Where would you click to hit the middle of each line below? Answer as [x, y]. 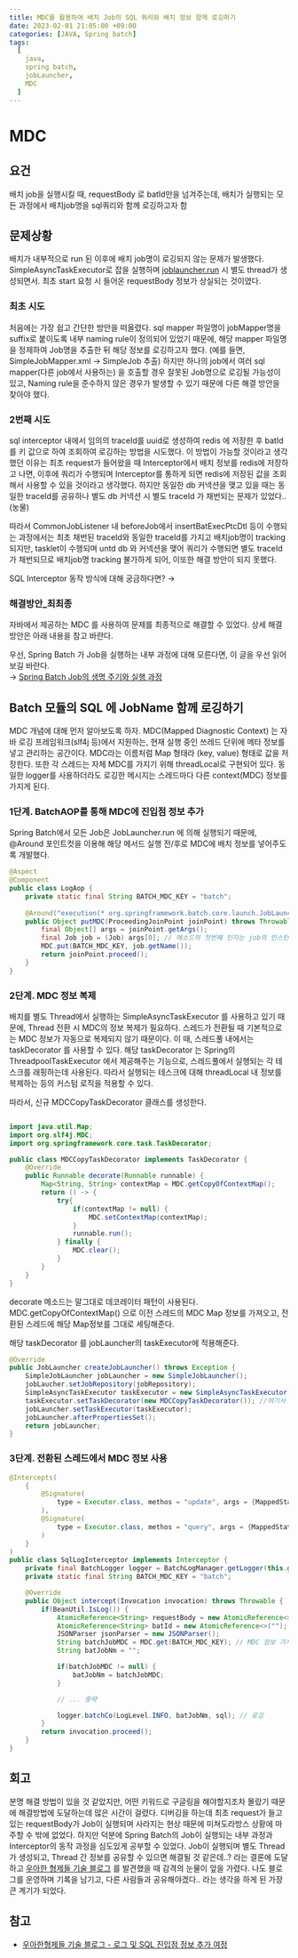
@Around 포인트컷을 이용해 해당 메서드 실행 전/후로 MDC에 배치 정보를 [133, 844]
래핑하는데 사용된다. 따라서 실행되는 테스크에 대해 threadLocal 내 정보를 [157, 1072]
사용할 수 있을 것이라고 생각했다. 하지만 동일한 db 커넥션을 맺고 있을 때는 [151, 485]
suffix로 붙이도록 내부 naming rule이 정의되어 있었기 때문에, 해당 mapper [137, 338]
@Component [29, 880]
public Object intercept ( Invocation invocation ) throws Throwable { [154, 1601]
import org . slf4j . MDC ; [51, 1135]
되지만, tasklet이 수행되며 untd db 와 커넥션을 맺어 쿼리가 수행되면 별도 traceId [146, 548]
